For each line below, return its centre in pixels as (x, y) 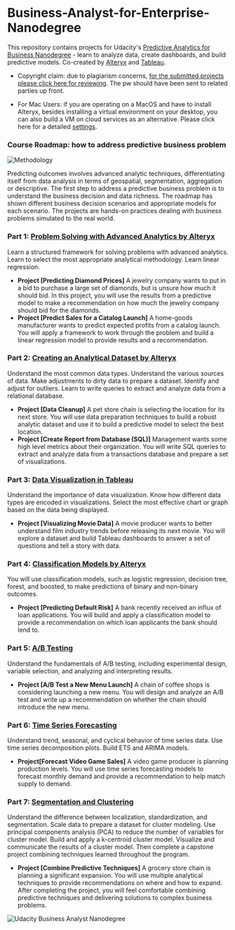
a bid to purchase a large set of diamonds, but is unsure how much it (116, 288)
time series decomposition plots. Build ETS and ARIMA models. (98, 748)
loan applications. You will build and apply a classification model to (114, 615)
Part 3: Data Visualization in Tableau (70, 480)
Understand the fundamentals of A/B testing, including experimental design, (117, 663)
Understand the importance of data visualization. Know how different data (114, 495)
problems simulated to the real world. (61, 218)
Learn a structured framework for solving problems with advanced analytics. (118, 252)
